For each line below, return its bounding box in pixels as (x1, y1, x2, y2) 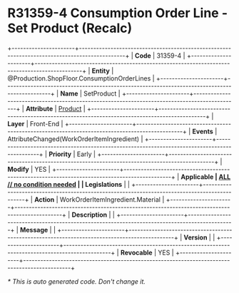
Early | (76, 150, 96, 158)
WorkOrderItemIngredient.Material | (59, 195, 165, 204)
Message (20, 225, 49, 234)
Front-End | (29, 119, 63, 128)
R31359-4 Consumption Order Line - (7, 5, 228, 21)
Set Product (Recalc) (7, 20, 133, 36)
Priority (49, 150, 72, 158)
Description (71, 210, 108, 219)
